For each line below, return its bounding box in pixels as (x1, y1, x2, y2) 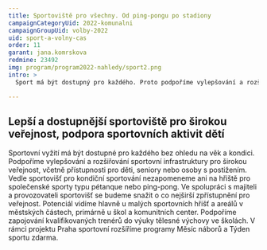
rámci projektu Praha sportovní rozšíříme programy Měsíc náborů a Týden (8, 225, 250, 234)
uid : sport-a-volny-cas (8, 33, 87, 42)
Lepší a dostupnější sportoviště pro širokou (8, 115, 227, 128)
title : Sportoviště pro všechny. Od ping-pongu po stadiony (8, 11, 212, 20)
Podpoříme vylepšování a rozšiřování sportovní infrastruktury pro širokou (8, 157, 248, 166)
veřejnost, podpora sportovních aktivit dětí (8, 127, 225, 140)
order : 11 (8, 41, 41, 49)
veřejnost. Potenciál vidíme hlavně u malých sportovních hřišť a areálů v (8, 199, 244, 209)
